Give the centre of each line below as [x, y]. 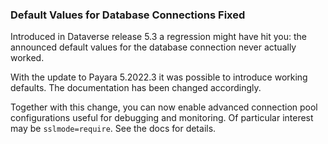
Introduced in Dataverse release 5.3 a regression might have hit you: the [159, 37]
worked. [27, 58]
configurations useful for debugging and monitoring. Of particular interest [162, 118]
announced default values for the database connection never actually [153, 47]
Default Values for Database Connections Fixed [128, 15]
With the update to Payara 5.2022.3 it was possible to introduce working [159, 77]
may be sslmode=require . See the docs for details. [113, 129]
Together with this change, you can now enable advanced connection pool [164, 107]
